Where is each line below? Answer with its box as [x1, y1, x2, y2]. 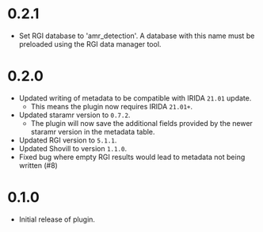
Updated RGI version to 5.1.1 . [18, 135, 117, 145]
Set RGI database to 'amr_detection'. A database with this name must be [18, 31, 255, 40]
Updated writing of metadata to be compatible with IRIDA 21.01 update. [18, 93, 252, 103]
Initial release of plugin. [18, 215, 96, 224]
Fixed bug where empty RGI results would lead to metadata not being [18, 152, 246, 162]
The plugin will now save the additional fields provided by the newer [30, 118, 253, 127]
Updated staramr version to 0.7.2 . [18, 110, 131, 120]
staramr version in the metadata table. [30, 127, 155, 136]
